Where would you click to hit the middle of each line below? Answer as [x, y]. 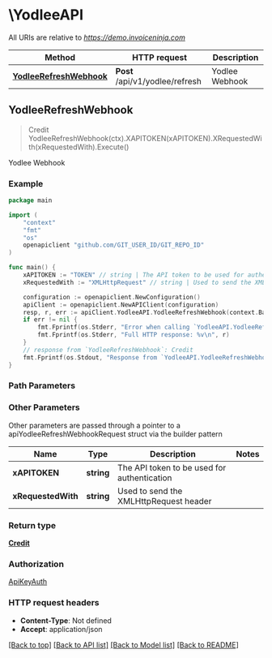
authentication [144, 478]
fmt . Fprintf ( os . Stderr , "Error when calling [114, 327]
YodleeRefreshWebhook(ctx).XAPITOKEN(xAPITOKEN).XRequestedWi [145, 138]
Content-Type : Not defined [66, 620]
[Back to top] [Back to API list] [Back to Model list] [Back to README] [123, 645]
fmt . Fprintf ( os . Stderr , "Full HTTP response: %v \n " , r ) [134, 335]
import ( [23, 215]
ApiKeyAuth [28, 582]
